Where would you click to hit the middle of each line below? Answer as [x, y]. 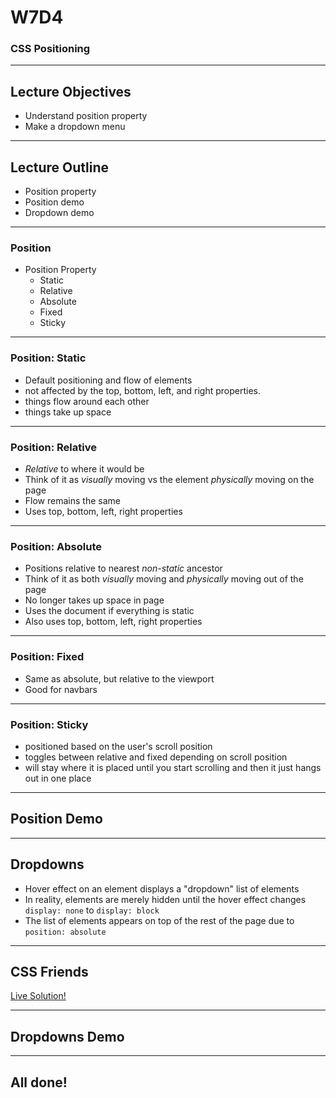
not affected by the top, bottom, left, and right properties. [142, 390]
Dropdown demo [59, 213]
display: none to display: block [92, 910]
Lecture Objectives [71, 91]
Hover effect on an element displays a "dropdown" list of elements [162, 888]
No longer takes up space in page [94, 600]
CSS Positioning [50, 49]
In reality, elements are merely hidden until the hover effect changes [165, 899]
